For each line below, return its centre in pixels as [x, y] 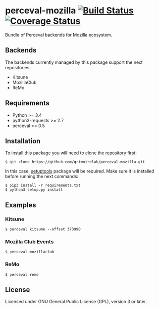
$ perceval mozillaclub [30, 252]
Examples [21, 205]
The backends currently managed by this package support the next [74, 62]
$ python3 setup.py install [34, 190]
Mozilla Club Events [29, 241]
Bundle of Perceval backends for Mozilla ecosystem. [59, 35]
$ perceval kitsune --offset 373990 [43, 229]
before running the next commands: [42, 177]
